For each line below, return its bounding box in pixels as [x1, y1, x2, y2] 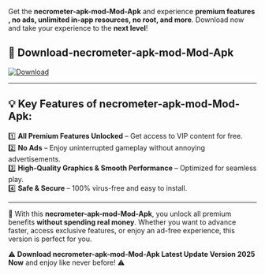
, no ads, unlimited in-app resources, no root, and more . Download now [8, 15, 244, 24]
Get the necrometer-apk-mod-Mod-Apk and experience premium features [8, 7, 256, 16]
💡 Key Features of [8, 98, 97, 111]
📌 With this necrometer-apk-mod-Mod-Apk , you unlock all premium [8, 209, 232, 218]
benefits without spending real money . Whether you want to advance [8, 217, 237, 227]
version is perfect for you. [8, 234, 92, 243]
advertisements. [8, 154, 61, 164]
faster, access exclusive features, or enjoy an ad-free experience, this [8, 225, 235, 235]
